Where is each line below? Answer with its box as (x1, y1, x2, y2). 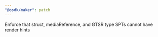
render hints (5, 26, 30, 33)
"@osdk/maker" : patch (5, 7, 51, 13)
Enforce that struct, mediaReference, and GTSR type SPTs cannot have (5, 21, 153, 27)
